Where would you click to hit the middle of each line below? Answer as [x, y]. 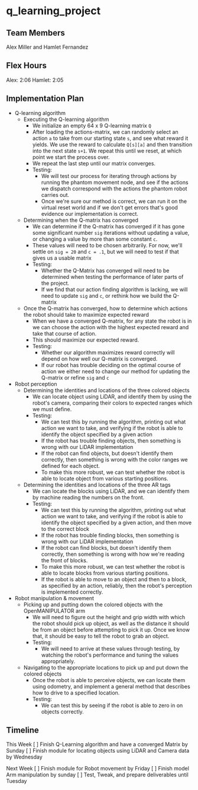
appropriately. [58, 661]
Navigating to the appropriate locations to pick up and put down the [106, 667]
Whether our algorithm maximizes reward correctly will [108, 352]
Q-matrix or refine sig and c [75, 377]
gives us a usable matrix [62, 258]
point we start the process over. [71, 157]
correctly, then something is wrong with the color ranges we [114, 459]
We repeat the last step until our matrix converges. [94, 163]
